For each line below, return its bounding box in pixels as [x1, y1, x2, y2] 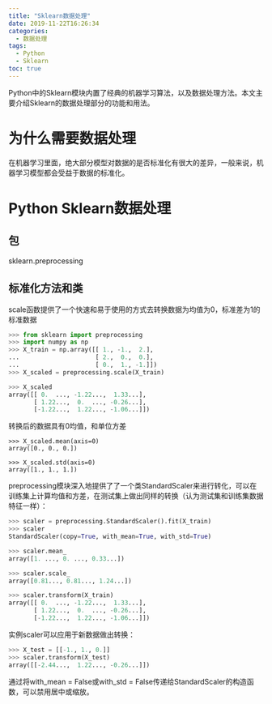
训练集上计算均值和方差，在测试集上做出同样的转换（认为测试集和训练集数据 [8, 491, 264, 501]
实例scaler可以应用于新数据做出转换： [8, 629, 136, 639]
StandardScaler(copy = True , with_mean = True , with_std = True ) [8, 532, 212, 540]
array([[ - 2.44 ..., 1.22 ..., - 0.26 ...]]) [8, 661, 151, 669]
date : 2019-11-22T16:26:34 [8, 19, 100, 28]
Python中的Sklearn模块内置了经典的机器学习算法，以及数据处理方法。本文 [8, 87, 257, 97]
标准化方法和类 [8, 281, 83, 296]
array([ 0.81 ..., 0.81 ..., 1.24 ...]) [8, 577, 132, 585]
